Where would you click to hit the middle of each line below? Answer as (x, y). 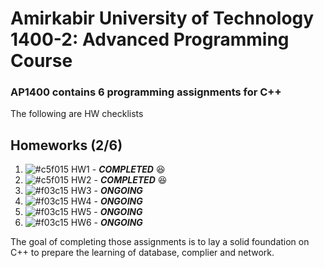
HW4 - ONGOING (106, 201)
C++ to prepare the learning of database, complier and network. (142, 253)
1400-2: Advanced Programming (150, 39)
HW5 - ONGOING (106, 212)
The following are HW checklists (77, 114)
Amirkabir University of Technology (162, 18)
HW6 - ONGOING (106, 223)
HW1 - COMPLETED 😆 (118, 169)
